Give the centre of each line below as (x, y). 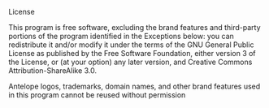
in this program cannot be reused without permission (97, 95)
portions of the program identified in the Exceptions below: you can (121, 36)
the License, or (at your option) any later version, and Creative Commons (130, 62)
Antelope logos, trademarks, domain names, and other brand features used (134, 86)
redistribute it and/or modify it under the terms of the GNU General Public (131, 45)
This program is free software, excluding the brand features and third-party (135, 27)
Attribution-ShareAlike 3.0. (53, 71)
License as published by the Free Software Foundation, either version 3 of (132, 53)
